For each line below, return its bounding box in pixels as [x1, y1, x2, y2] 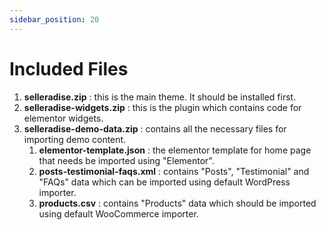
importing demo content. [23, 133, 127, 145]
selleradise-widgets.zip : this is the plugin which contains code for [23, 101, 302, 113]
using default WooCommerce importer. [38, 207, 199, 220]
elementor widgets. [23, 112, 104, 124]
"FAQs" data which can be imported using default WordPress [38, 176, 291, 188]
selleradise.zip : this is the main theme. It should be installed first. [23, 91, 297, 103]
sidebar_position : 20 [9, 14, 100, 25]
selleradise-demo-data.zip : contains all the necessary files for [23, 122, 287, 135]
